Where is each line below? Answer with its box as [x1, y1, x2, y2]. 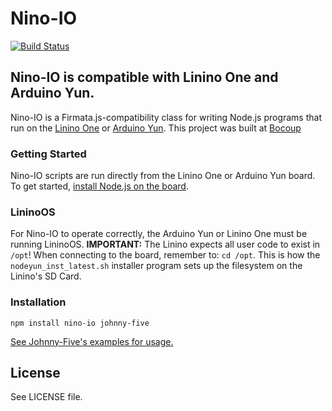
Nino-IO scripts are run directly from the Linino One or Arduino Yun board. [10, 170, 316, 182]
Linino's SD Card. [10, 270, 82, 282]
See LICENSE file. [10, 391, 83, 403]
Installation [10, 295, 67, 309]
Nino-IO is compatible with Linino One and [10, 69, 279, 86]
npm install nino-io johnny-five [10, 318, 150, 328]
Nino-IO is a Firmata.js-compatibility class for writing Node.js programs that [10, 111, 322, 123]
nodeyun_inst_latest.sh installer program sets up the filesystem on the [10, 260, 303, 272]
